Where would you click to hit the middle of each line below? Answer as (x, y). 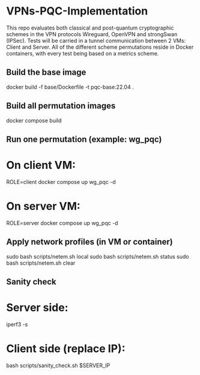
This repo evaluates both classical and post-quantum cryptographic (90, 28)
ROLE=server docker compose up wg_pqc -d (62, 223)
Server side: (37, 308)
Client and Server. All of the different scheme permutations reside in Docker (100, 47)
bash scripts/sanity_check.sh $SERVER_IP (58, 365)
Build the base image (46, 73)
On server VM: (44, 206)
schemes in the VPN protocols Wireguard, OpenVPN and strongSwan (92, 34)
